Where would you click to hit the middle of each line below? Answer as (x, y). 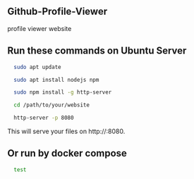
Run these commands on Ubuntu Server (97, 51)
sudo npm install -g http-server (63, 92)
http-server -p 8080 (44, 118)
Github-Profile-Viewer (57, 12)
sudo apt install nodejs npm (56, 80)
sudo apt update (37, 67)
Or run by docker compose (67, 153)
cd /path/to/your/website (52, 105)
